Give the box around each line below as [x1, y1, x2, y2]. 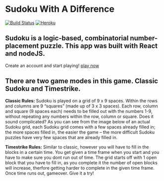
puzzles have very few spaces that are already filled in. [5, 134, 118, 140]
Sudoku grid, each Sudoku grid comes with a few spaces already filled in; [5, 124, 156, 130]
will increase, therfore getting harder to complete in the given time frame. [5, 165, 155, 171]
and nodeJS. [5, 49, 46, 58]
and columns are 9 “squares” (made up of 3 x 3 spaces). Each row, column [5, 103, 159, 109]
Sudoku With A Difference [5, 3, 115, 15]
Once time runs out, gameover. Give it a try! [5, 170, 94, 176]
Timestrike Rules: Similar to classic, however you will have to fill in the [5, 144, 149, 150]
